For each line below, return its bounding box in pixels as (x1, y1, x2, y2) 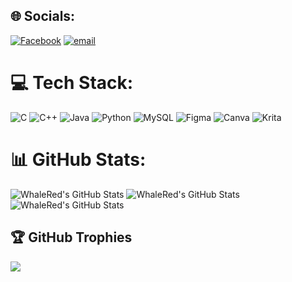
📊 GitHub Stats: (10, 148, 147, 171)
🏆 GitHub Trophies (10, 229, 133, 246)
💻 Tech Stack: (10, 72, 134, 94)
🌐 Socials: (10, 8, 76, 25)
